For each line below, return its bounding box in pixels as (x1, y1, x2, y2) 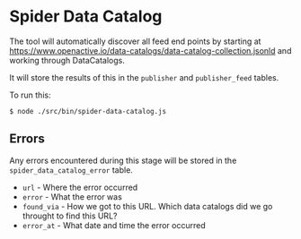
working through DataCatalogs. (9, 55, 126, 65)
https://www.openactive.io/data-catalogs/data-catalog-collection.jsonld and (9, 45, 292, 55)
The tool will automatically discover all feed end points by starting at (9, 36, 261, 47)
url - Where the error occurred (22, 182, 138, 192)
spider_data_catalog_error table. (9, 164, 133, 175)
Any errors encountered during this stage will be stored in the (9, 155, 237, 166)
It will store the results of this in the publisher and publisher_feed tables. (9, 72, 279, 82)
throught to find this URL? (22, 210, 118, 221)
